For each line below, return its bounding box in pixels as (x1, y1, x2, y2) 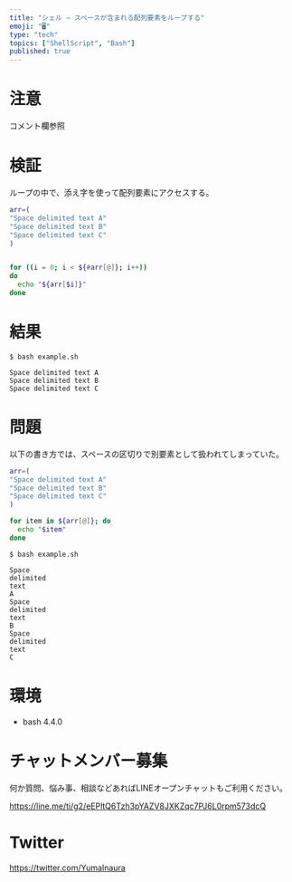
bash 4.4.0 (22, 716, 63, 727)
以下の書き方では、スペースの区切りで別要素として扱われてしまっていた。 (9, 448, 285, 459)
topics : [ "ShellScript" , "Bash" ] (9, 38, 136, 48)
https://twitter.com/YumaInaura (9, 862, 127, 873)
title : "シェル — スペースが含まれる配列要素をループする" (9, 13, 205, 23)
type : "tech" (9, 30, 59, 39)
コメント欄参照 (9, 120, 65, 131)
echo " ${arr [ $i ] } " (17, 280, 88, 290)
